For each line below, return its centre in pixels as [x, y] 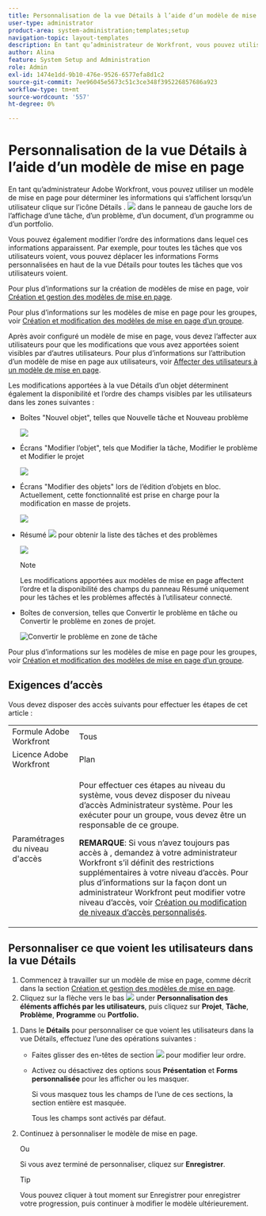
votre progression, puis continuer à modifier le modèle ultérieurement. [134, 1203]
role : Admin [28, 68]
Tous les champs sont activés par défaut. [99, 1118]
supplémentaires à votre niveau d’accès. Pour [163, 872]
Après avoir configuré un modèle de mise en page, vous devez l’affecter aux [133, 336]
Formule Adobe [41, 732]
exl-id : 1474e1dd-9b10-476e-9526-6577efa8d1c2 [86, 75]
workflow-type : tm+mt [44, 89]
